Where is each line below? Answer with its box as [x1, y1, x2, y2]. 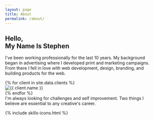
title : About [5, 12, 32, 17]
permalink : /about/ [5, 16, 45, 21]
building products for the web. [5, 70, 66, 76]
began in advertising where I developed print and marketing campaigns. [5, 60, 150, 66]
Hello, [5, 34, 23, 42]
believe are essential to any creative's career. [5, 100, 96, 106]
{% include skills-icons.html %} [5, 110, 68, 116]
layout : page [5, 7, 32, 12]
